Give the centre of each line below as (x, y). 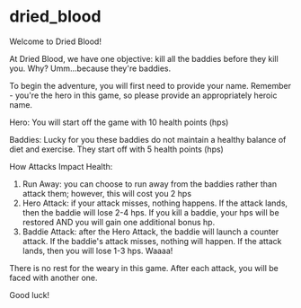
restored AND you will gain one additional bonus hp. (119, 222)
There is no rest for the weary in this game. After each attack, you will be (144, 268)
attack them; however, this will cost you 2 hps (106, 193)
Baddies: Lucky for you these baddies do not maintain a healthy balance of (148, 139)
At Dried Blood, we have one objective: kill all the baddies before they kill (144, 58)
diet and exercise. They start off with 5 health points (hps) (117, 149)
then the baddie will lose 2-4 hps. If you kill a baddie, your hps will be (151, 212)
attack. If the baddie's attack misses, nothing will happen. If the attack (152, 241)
